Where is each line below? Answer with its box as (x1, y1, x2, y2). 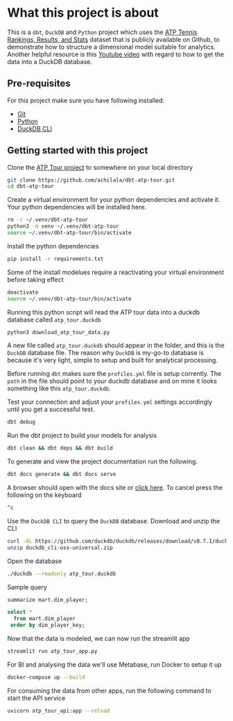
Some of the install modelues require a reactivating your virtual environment (7, 268, 224, 276)
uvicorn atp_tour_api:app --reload (7, 707, 110, 714)
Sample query (7, 583, 47, 591)
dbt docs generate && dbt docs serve (7, 471, 116, 478)
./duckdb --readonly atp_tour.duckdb (7, 570, 116, 577)
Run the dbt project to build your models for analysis (7, 431, 157, 440)
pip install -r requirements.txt (7, 255, 104, 262)
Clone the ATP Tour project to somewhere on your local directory (7, 163, 193, 171)
